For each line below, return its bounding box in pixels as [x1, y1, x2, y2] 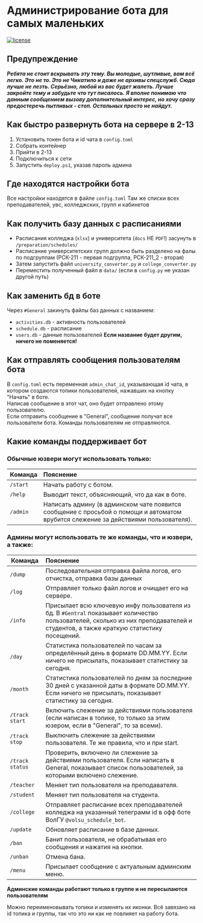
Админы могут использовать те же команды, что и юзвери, [7, 533, 193, 541]
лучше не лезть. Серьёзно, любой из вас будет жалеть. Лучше [7, 83, 174, 90]
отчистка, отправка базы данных [45, 574, 142, 583]
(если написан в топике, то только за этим [45, 714, 170, 722]
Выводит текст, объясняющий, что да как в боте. [43, 490, 187, 499]
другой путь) [15, 273, 49, 281]
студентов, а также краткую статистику [45, 624, 163, 632]
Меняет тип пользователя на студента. [45, 790, 160, 799]
